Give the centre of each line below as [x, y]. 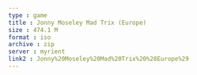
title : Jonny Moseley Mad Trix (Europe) [78, 23]
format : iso [30, 37]
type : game [28, 15]
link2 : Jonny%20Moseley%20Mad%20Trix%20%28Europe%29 [99, 59]
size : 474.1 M [33, 30]
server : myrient [37, 52]
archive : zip [32, 45]
